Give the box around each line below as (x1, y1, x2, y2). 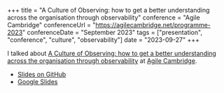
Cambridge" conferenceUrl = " (7, 21, 96, 29)
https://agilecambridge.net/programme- (95, 21, 211, 29)
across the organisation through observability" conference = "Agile (7, 13, 201, 22)
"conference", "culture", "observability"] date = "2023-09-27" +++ (7, 36, 199, 44)
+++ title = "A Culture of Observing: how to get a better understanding (7, 6, 210, 14)
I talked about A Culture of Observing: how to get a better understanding (7, 49, 217, 57)
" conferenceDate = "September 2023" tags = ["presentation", (22, 28, 203, 36)
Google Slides (17, 78, 58, 86)
